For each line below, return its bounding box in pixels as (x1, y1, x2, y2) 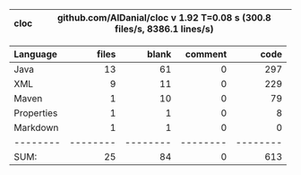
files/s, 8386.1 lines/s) (115, 22, 214, 35)
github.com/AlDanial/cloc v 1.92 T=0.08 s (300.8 (56, 12, 271, 23)
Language (13, 48, 58, 60)
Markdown (13, 121, 59, 134)
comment (185, 48, 227, 60)
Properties (13, 107, 58, 119)
